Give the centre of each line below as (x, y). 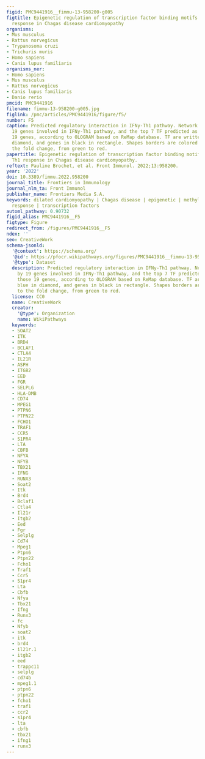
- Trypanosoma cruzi (33, 47)
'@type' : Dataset (34, 263)
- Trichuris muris (30, 52)
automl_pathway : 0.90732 (38, 211)
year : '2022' (23, 171)
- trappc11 (26, 667)
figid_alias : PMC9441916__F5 (43, 217)
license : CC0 (28, 297)
